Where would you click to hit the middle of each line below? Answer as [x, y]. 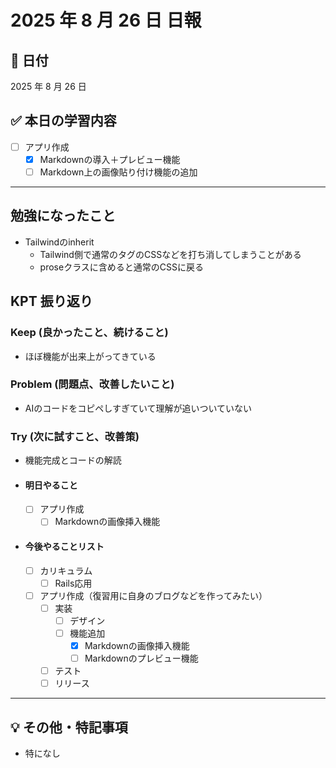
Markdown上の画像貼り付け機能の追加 [118, 172]
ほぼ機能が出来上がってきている [90, 356]
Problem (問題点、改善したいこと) [92, 384]
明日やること [51, 485]
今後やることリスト [64, 547]
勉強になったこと [63, 216]
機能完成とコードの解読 [73, 460]
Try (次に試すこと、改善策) [75, 436]
